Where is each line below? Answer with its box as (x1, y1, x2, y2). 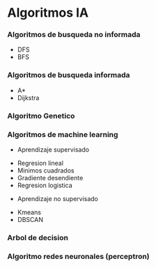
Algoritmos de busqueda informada (7, 70, 130, 80)
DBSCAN (17, 216, 44, 223)
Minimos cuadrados (17, 166, 75, 175)
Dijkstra (17, 93, 40, 102)
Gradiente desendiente (17, 174, 84, 182)
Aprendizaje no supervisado (17, 195, 99, 203)
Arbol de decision (7, 232, 68, 242)
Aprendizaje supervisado (17, 145, 89, 154)
